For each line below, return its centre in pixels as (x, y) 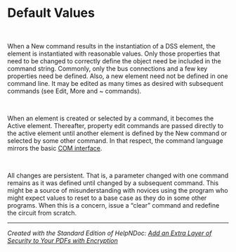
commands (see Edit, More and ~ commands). (74, 91)
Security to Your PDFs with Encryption (63, 240)
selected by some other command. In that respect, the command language (115, 140)
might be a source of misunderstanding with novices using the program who (118, 190)
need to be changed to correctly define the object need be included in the (114, 61)
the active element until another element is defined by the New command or (117, 133)
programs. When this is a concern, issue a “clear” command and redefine (113, 205)
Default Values (51, 13)
